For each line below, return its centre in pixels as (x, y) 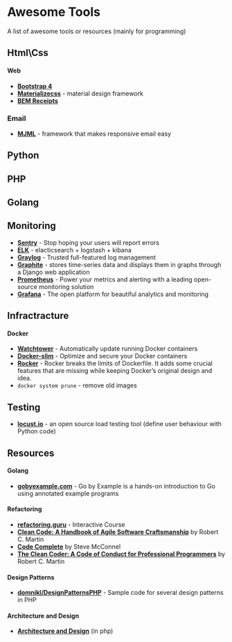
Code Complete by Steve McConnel (69, 547)
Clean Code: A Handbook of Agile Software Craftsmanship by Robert (118, 532)
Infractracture (38, 316)
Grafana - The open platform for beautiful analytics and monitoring (113, 294)
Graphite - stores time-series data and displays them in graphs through (119, 264)
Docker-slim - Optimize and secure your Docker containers (102, 356)
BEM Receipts (38, 100)
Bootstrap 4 (35, 86)
